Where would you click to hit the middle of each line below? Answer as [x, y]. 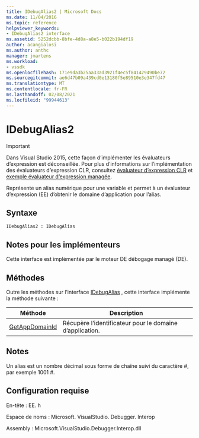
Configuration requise [48, 391]
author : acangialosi [32, 45]
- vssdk [16, 67]
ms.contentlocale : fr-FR [37, 89]
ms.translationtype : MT [36, 84]
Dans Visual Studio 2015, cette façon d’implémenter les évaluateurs [88, 157]
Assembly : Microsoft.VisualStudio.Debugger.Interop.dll [74, 428]
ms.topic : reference [32, 23]
